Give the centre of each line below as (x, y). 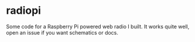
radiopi (23, 11)
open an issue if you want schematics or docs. (62, 32)
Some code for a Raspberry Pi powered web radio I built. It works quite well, (98, 26)
